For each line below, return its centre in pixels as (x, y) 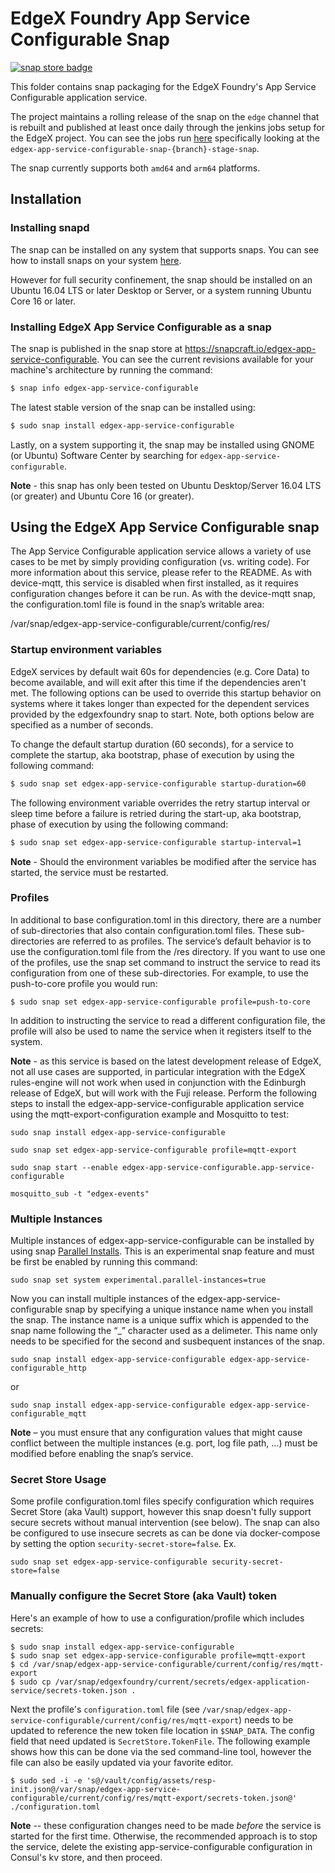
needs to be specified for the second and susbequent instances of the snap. (167, 1341)
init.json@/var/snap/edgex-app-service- (96, 1789)
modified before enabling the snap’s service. (102, 1454)
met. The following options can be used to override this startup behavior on (166, 693)
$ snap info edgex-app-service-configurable (104, 388)
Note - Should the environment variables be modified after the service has (163, 861)
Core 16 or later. (43, 301)
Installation (46, 199)
